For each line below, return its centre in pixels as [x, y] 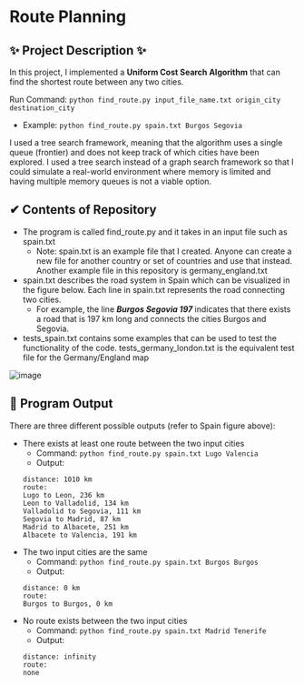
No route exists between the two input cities [105, 620]
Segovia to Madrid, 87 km [71, 519]
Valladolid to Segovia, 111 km [82, 511]
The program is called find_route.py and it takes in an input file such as [155, 232]
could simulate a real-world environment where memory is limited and [140, 171]
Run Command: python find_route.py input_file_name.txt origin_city [145, 99]
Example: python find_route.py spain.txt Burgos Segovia [132, 125]
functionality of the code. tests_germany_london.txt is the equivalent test [158, 348]
